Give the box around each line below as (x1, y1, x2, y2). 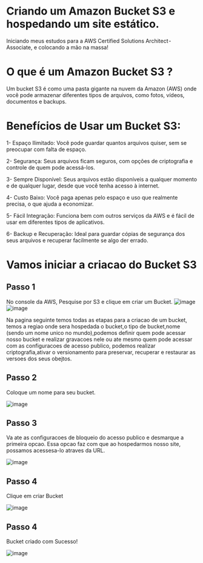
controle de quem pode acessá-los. (6, 164, 96, 171)
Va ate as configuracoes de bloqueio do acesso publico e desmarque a (6, 434, 184, 441)
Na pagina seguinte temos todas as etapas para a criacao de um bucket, (6, 316, 188, 323)
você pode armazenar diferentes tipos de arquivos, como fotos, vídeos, (6, 91, 185, 98)
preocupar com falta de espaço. (6, 146, 87, 153)
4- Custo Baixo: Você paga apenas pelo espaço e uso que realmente (6, 194, 178, 201)
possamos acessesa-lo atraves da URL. (6, 447, 105, 454)
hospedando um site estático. (6, 17, 159, 31)
